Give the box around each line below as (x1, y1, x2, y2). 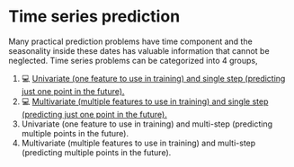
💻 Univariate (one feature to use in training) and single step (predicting (21, 73, 286, 83)
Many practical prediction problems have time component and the (8, 36, 253, 47)
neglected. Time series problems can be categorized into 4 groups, (8, 55, 258, 66)
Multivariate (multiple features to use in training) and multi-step (21, 137, 256, 148)
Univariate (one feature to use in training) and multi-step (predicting (21, 119, 273, 129)
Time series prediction (8, 6, 181, 27)
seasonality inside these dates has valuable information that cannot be (8, 45, 271, 56)
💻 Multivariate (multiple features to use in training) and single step (21, 96, 269, 107)
